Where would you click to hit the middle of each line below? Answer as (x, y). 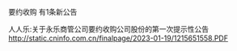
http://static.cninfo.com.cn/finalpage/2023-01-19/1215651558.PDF (118, 38)
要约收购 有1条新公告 (43, 12)
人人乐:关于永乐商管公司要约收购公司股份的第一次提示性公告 (109, 29)
